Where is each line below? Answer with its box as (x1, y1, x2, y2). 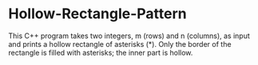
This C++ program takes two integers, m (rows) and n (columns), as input (8, 31, 250, 40)
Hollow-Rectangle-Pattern (8, 5, 187, 23)
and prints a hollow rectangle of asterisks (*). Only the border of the (8, 39, 232, 48)
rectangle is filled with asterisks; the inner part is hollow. (8, 48, 193, 57)
